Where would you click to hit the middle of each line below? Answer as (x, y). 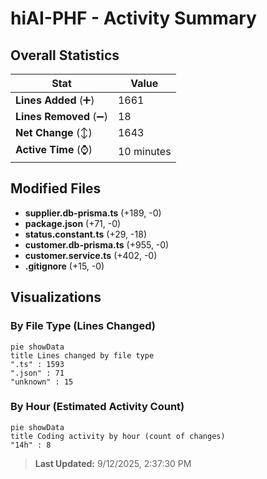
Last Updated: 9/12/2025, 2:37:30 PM (113, 463)
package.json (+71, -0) (73, 223)
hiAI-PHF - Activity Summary (133, 18)
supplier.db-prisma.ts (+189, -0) (93, 213)
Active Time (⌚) (54, 149)
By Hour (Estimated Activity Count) (97, 407)
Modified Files (56, 188)
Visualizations (56, 297)
